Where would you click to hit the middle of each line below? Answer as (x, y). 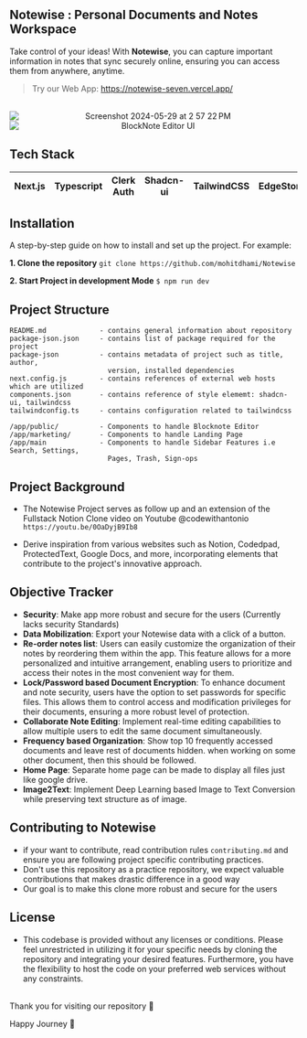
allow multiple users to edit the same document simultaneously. (142, 731)
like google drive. (55, 779)
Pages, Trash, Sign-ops (153, 459)
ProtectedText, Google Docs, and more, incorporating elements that (150, 554)
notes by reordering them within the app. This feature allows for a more (157, 653)
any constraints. (53, 979)
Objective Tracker (62, 592)
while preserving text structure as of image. (105, 798)
